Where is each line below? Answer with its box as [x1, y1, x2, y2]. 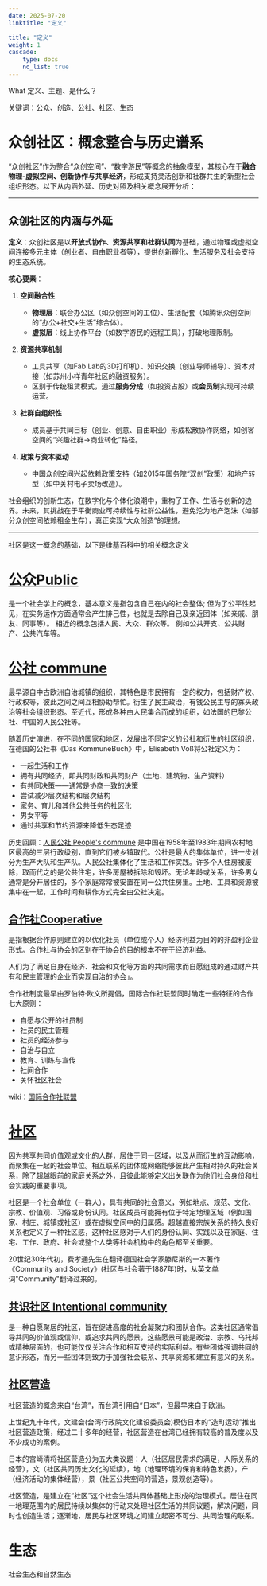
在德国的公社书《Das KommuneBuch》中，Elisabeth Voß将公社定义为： [8, 743, 243, 753]
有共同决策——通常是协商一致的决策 [19, 781, 139, 790]
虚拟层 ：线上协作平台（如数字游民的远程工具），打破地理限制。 [31, 327, 238, 337]
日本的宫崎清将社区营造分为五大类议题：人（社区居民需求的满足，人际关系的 [8, 1454, 259, 1463]
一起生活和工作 [19, 761, 69, 770]
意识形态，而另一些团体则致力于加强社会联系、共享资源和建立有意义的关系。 [8, 1352, 259, 1362]
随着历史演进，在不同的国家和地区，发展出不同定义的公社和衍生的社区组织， [8, 734, 259, 743]
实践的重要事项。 [14, 1181, 72, 1190]
